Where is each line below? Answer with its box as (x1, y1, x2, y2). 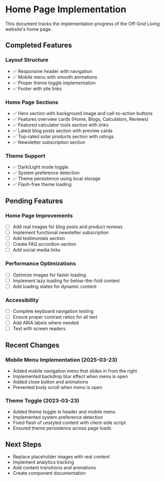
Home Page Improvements (5, 212, 73, 219)
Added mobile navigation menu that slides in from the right (12, 367, 137, 374)
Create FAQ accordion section (12, 241, 77, 247)
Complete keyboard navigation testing (12, 308, 94, 314)
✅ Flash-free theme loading (12, 181, 72, 188)
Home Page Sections (5, 99, 59, 106)
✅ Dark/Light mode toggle (12, 164, 68, 170)
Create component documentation (12, 470, 86, 476)
